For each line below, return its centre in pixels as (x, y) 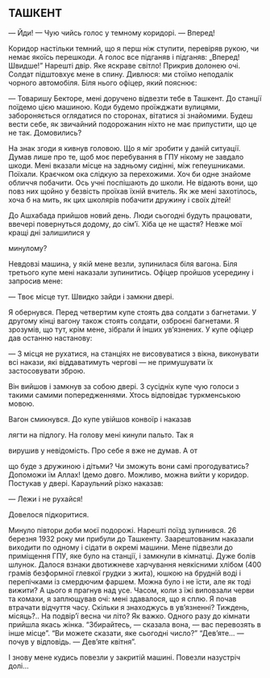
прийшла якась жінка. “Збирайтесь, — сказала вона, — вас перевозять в (135, 624)
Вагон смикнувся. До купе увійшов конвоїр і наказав (100, 419)
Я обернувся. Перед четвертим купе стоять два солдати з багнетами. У (132, 312)
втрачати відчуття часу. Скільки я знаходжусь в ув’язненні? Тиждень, (129, 607)
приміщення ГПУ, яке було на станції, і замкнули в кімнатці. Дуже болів (132, 555)
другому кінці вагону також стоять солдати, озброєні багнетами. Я (124, 320)
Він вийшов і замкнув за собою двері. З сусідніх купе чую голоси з (124, 386)
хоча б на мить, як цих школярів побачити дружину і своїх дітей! (120, 199)
